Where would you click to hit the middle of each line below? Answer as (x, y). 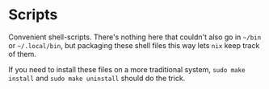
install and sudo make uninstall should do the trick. (97, 78)
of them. (22, 54)
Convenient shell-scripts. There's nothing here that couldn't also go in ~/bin (135, 37)
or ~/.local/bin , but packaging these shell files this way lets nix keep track (134, 45)
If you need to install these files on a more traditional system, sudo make (127, 69)
